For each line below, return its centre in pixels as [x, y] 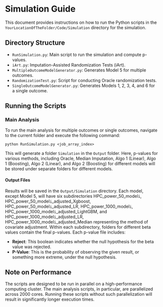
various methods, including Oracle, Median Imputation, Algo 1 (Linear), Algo [81, 158]
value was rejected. [32, 247]
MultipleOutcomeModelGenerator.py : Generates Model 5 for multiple [79, 70]
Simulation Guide [41, 9]
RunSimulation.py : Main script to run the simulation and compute [77, 54]
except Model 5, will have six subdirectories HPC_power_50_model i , [73, 196]
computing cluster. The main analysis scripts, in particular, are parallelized [79, 289]
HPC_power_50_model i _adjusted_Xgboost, [48, 201]
